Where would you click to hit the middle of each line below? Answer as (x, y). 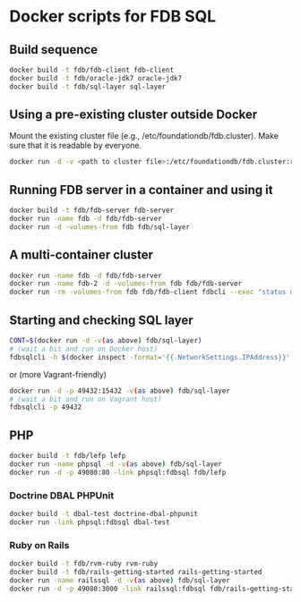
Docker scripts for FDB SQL (113, 17)
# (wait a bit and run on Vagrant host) (86, 399)
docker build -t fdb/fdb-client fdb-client (92, 70)
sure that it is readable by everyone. (76, 146)
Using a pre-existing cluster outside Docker (133, 115)
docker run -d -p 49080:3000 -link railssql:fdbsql (107, 589)
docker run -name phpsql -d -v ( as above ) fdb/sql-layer (116, 464)
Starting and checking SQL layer (102, 320)
